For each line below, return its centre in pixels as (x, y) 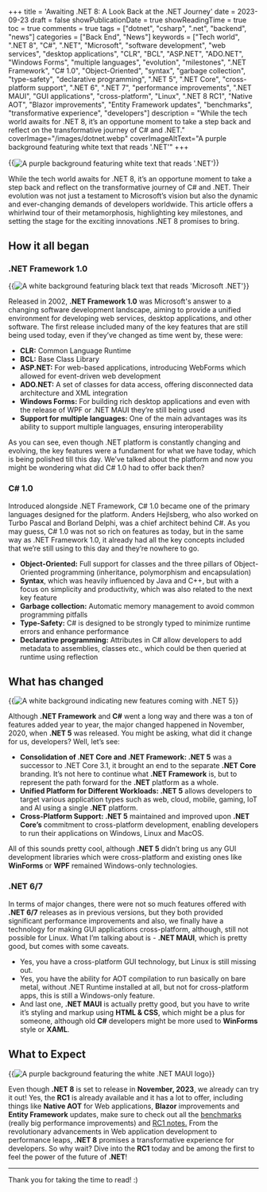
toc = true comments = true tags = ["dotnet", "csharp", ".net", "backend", (128, 28)
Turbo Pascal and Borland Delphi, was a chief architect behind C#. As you (129, 523)
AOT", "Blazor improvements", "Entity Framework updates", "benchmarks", (130, 104)
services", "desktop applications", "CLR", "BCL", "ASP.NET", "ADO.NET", (126, 54)
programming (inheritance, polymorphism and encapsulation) (151, 572)
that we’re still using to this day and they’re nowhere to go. (104, 548)
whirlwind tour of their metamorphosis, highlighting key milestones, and (126, 212)
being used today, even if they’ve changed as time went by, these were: (126, 335)
